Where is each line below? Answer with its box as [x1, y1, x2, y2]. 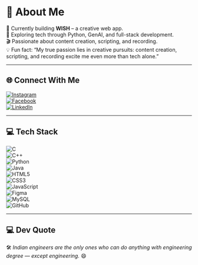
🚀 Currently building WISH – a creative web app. [6, 25, 124, 32]
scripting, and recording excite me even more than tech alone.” [6, 52, 159, 59]
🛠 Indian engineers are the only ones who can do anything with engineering [6, 244, 193, 251]
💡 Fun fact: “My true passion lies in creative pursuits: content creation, [6, 46, 177, 53]
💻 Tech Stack [6, 127, 58, 137]
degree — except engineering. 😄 [6, 253, 87, 260]
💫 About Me [6, 5, 65, 19]
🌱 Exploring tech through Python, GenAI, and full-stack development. [6, 31, 174, 38]
